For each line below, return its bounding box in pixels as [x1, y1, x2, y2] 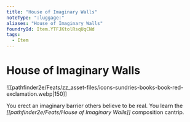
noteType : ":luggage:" [6, 15, 65, 21]
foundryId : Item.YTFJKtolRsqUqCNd [6, 26, 95, 32]
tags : [6, 32, 20, 38]
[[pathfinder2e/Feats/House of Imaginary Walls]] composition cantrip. [6, 108, 184, 116]
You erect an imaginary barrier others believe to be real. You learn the [6, 102, 183, 109]
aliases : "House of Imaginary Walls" [6, 20, 103, 26]
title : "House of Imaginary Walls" [6, 9, 98, 15]
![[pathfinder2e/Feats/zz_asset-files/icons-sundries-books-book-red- [6, 84, 184, 91]
